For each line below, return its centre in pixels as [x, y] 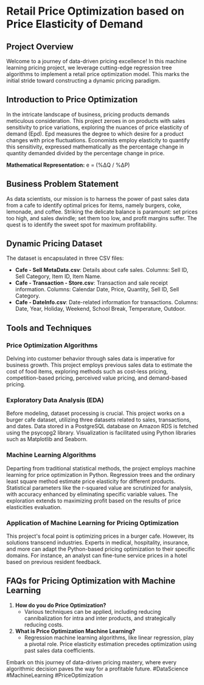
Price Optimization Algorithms [52, 345]
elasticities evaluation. [34, 507]
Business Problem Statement [62, 184]
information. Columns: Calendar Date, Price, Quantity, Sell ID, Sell [97, 290]
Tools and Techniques [49, 328]
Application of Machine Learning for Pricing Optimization [93, 523]
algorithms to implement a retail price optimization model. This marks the [98, 74]
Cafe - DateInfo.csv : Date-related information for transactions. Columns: [107, 302]
